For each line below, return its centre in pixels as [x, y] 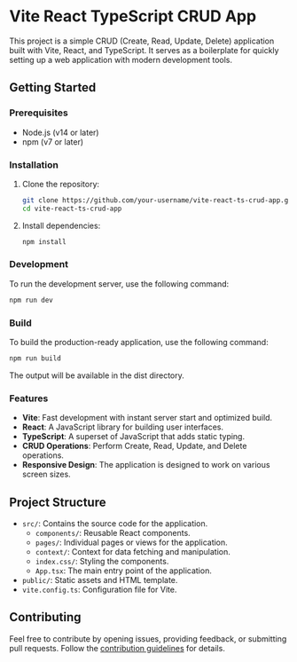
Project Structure [58, 502]
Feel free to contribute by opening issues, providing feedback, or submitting [148, 638]
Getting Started [53, 87]
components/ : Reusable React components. [113, 533]
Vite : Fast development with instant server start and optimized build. [147, 418]
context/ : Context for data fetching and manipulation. [133, 552]
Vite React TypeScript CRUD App [133, 16]
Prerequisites [39, 113]
